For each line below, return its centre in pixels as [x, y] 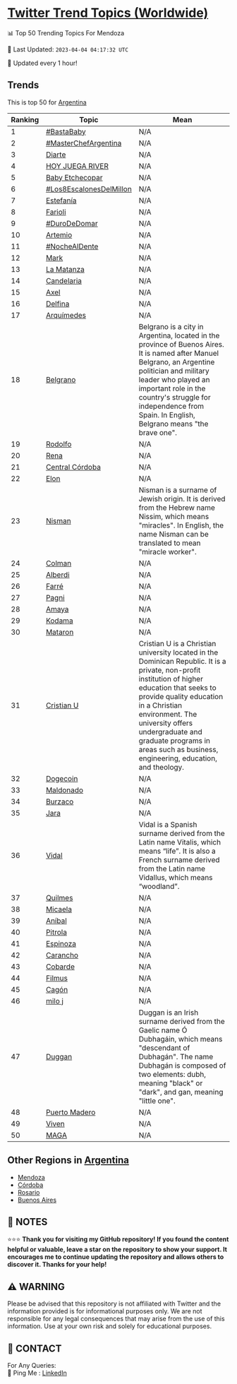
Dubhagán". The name [176, 1056]
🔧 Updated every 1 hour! [42, 63]
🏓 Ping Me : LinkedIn [37, 1373]
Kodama [59, 621]
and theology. [162, 767]
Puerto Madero [71, 1112]
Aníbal [56, 921]
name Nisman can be [174, 534]
